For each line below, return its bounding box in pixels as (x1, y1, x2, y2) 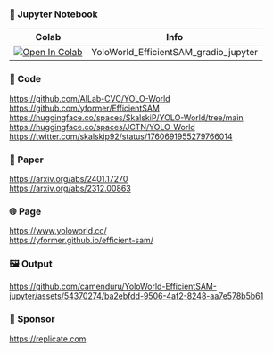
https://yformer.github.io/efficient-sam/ (9, 235, 154, 246)
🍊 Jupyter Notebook (9, 8, 98, 21)
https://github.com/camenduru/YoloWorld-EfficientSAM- (9, 281, 217, 292)
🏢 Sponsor (9, 313, 55, 325)
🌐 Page (9, 205, 42, 218)
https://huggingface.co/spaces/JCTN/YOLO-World (9, 121, 196, 132)
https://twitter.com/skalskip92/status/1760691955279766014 (9, 131, 233, 142)
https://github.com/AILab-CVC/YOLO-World (9, 93, 171, 103)
